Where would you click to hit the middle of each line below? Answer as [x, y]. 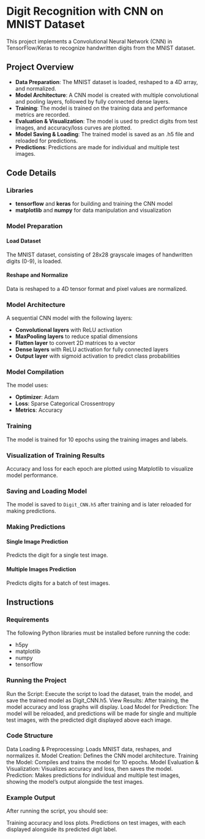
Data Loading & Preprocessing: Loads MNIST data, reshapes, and [89, 749]
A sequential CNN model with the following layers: [69, 318]
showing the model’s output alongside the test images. [75, 781]
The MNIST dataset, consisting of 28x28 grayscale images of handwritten [99, 254]
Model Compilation [35, 371]
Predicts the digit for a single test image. [57, 555]
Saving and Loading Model [47, 491]
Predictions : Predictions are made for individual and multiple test [97, 147]
